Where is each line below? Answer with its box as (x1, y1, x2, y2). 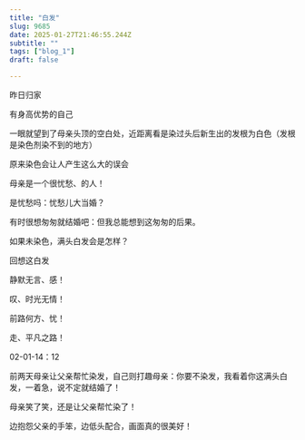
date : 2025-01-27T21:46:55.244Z (9, 30, 132, 39)
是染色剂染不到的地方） (9, 140, 97, 150)
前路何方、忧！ (9, 313, 65, 323)
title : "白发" (9, 13, 61, 23)
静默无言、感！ (9, 274, 65, 285)
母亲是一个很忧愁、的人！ (9, 178, 105, 189)
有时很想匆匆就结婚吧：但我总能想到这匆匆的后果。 (9, 217, 201, 227)
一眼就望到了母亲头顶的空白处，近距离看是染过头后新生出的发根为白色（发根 (9, 128, 296, 139)
